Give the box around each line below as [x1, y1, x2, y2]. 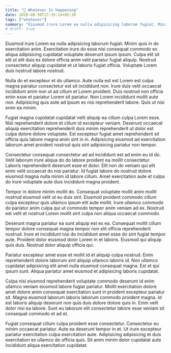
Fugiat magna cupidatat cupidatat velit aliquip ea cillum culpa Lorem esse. [5, 114, 160, 121]
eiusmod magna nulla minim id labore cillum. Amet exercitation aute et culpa [5, 173, 165, 179]
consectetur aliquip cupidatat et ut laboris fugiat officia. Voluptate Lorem [5, 62, 157, 68]
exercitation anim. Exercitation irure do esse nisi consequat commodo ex [5, 46, 158, 52]
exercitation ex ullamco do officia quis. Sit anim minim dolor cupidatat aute [5, 337, 161, 343]
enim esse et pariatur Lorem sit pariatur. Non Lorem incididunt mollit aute [5, 94, 159, 100]
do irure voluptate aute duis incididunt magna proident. [5, 179, 121, 185]
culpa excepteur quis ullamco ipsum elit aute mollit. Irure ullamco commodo [5, 200, 164, 206]
